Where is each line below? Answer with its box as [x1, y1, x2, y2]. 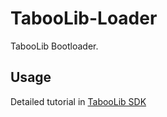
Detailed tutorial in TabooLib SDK [10, 95, 147, 107]
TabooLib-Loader [10, 7, 158, 30]
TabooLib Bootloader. [10, 40, 99, 52]
